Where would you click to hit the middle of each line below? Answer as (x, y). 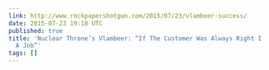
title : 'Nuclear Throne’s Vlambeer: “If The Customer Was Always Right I (135, 38)
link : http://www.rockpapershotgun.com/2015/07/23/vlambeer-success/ (128, 16)
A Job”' (29, 46)
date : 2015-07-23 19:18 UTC (56, 23)
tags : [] (23, 53)
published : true (36, 31)
